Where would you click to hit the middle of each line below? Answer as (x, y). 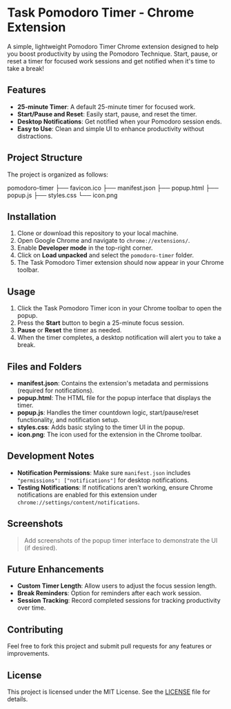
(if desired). (40, 548)
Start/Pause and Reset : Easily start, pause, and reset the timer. (107, 114)
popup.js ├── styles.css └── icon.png (62, 195)
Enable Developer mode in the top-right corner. (85, 248)
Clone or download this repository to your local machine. (98, 233)
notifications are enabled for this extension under (87, 495)
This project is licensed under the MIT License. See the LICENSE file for (109, 692)
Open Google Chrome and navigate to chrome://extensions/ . (103, 241)
